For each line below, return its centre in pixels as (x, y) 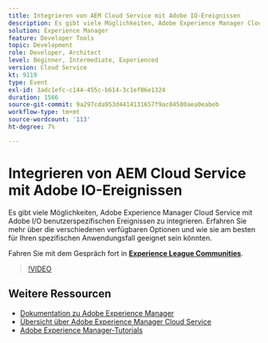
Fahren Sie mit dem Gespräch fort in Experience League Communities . (126, 253)
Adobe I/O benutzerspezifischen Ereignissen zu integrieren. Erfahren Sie (128, 221)
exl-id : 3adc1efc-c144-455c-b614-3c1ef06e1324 (87, 90)
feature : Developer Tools (51, 38)
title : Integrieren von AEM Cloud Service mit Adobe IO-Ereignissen (124, 16)
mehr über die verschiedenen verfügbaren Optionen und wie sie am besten (132, 229)
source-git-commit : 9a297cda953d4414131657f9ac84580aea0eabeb (114, 104)
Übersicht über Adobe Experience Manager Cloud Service (115, 321)
